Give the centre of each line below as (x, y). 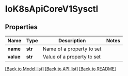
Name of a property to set (72, 49)
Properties (21, 27)
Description (72, 41)
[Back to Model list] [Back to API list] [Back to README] (61, 69)
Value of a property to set (72, 57)
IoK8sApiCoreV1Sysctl (52, 9)
